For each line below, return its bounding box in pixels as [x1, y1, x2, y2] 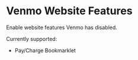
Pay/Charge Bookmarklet [14, 46, 76, 54]
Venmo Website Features [6, 4, 133, 18]
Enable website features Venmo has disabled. [6, 24, 117, 31]
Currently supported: [6, 35, 57, 42]
